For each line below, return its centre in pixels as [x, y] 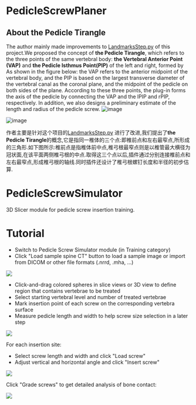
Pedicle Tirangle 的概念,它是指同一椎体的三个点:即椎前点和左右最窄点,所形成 [98, 140]
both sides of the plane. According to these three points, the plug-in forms [96, 90]
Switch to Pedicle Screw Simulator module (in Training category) [93, 250]
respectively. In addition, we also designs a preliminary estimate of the [91, 103]
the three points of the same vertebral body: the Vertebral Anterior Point [94, 59]
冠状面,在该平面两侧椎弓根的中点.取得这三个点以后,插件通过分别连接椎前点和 [98, 155]
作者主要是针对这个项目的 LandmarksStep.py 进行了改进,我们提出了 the [91, 133]
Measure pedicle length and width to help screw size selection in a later [101, 316]
